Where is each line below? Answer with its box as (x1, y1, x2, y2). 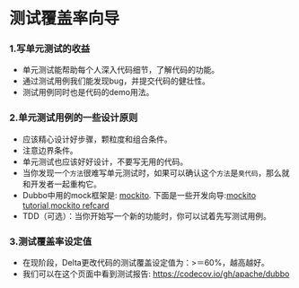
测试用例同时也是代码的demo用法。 (22, 87, 154, 98)
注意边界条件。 (22, 144, 78, 155)
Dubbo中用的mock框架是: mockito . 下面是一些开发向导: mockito (22, 189, 257, 200)
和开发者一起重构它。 (22, 179, 101, 189)
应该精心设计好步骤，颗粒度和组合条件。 (22, 134, 172, 144)
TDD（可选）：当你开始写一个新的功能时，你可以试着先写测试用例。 (22, 210, 272, 221)
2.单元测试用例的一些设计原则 (9, 111, 138, 124)
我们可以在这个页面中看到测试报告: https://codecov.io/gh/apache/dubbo (22, 268, 290, 279)
